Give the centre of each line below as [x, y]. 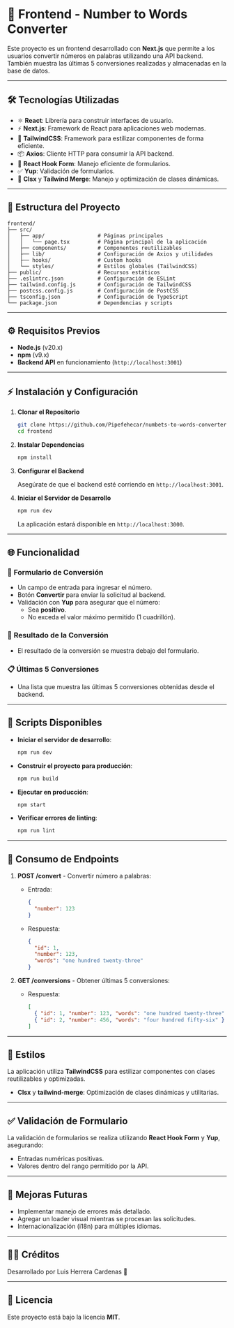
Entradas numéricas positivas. [61, 1159]
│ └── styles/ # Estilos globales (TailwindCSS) [102, 266]
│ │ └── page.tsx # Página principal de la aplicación [107, 242]
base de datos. [29, 71]
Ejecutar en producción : [53, 792]
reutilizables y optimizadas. [46, 1079]
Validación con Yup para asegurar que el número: [88, 603]
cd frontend [34, 431]
